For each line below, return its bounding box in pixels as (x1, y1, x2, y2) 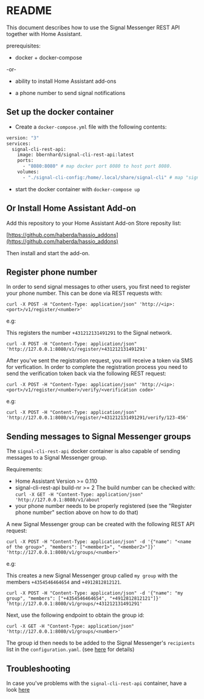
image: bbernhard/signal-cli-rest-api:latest (17, 152, 135, 158)
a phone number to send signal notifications (15, 89, 126, 96)
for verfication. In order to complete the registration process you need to (6, 364, 188, 371)
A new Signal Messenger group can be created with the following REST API (6, 521, 195, 528)
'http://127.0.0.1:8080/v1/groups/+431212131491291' (6, 601, 143, 607)
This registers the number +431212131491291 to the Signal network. (6, 329, 172, 337)
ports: (17, 158, 34, 164)
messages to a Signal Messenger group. (6, 454, 107, 462)
